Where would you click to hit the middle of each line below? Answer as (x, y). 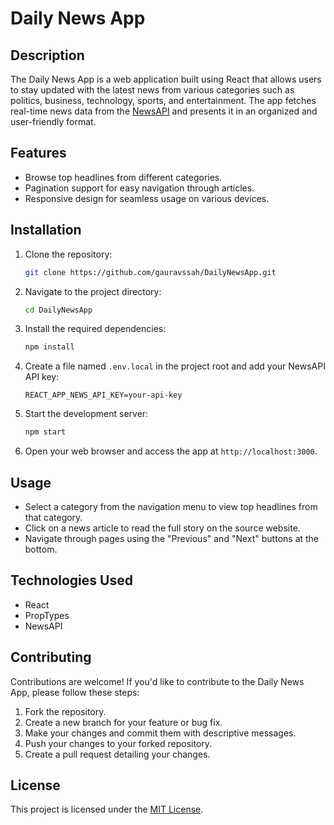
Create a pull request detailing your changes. (117, 754)
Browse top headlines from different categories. (123, 177)
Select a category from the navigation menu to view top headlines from (171, 506)
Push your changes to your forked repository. (118, 743)
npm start (45, 432)
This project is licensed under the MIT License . (107, 809)
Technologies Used (71, 580)
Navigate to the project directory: (93, 291)
